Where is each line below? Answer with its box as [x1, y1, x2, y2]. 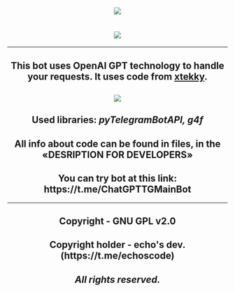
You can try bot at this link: [58, 173, 177, 184]
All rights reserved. [74, 273, 161, 286]
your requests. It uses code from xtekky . [27, 71, 208, 82]
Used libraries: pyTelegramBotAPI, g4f [31, 114, 204, 126]
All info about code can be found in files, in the [14, 138, 221, 149]
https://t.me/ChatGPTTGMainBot [43, 184, 192, 196]
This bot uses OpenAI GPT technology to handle [10, 59, 225, 71]
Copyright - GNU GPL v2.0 [59, 215, 176, 227]
